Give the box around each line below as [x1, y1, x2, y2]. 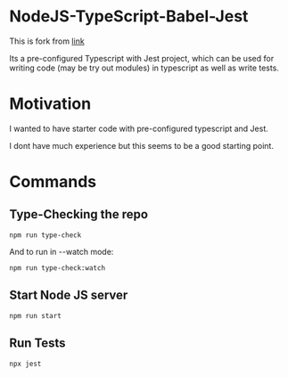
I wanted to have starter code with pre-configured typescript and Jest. [9, 123, 269, 134]
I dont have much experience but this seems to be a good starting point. [9, 140, 275, 151]
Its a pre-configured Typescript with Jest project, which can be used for [9, 53, 275, 63]
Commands [9, 172, 97, 193]
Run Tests [9, 336, 66, 351]
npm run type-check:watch [9, 263, 105, 273]
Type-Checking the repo [9, 207, 149, 222]
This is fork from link [9, 36, 85, 46]
